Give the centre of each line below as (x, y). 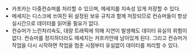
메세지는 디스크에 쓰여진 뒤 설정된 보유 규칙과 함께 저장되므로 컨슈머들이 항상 (99, 16)
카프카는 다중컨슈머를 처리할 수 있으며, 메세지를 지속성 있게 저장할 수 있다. (96, 9)
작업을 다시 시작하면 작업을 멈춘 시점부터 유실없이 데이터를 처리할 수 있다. (95, 45)
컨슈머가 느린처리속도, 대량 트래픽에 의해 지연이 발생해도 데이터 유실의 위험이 (99, 31)
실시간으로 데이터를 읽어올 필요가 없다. (55, 23)
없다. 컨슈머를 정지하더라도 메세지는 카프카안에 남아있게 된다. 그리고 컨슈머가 (99, 38)
